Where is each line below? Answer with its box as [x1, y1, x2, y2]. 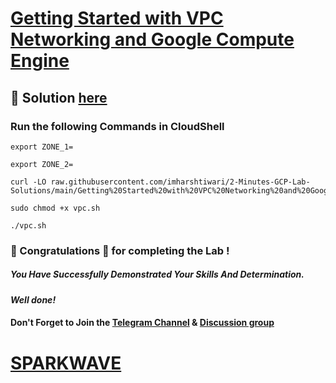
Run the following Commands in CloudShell [10, 119, 225, 133]
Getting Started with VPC [10, 7, 224, 30]
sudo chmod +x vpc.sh [10, 203, 101, 213]
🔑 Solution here [10, 89, 108, 106]
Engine [10, 50, 70, 72]
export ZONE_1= [10, 142, 74, 152]
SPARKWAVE [10, 352, 122, 374]
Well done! [10, 293, 57, 306]
